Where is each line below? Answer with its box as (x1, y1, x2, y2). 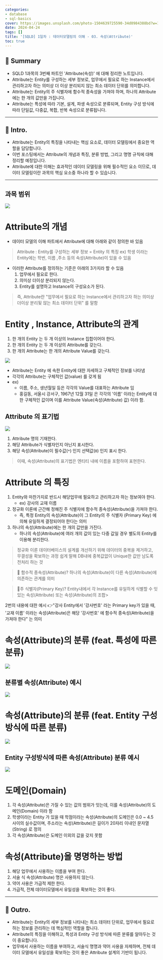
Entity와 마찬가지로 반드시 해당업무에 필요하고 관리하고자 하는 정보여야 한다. (12, 494, 156, 499)
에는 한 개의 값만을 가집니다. (12, 94, 65, 100)
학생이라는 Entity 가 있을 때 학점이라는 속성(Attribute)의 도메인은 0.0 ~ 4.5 (12, 814, 154, 820)
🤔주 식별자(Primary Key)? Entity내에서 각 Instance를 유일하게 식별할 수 (16, 586, 153, 591)
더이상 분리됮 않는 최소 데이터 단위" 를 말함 (16, 300, 98, 306)
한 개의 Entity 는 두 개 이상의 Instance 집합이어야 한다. (12, 336, 115, 342)
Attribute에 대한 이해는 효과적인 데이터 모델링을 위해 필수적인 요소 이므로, (12, 164, 151, 169)
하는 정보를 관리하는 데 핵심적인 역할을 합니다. (12, 925, 99, 931)
